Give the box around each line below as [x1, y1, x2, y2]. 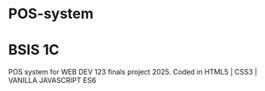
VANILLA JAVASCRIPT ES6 [8, 76, 97, 85]
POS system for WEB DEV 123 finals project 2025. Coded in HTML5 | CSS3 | [8, 67, 258, 77]
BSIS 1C [8, 41, 60, 59]
